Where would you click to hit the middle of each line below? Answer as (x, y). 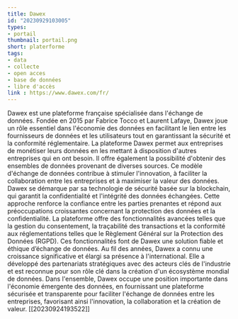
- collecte (23, 67)
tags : (15, 54)
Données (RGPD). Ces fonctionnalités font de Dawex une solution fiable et (115, 241)
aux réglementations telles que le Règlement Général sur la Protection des (115, 234)
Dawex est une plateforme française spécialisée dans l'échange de (105, 113)
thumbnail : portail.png (42, 40)
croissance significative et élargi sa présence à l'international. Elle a (106, 257)
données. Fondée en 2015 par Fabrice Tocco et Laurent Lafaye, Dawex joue (118, 121)
